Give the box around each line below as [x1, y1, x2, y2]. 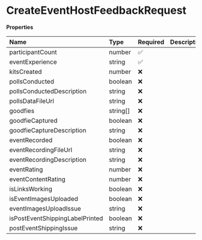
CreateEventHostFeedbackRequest [6, 4, 187, 17]
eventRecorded [9, 136, 53, 144]
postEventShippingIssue [9, 224, 78, 232]
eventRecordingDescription [9, 155, 87, 164]
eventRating [9, 165, 43, 173]
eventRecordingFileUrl [9, 146, 73, 154]
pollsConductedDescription [9, 87, 87, 95]
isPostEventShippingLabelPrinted [9, 214, 103, 223]
